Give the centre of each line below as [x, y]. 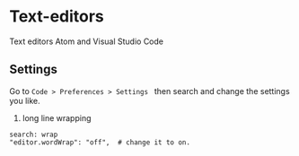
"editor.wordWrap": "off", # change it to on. [100, 142]
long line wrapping [57, 117]
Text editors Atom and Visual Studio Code [87, 41]
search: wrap [34, 134]
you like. [25, 100]
